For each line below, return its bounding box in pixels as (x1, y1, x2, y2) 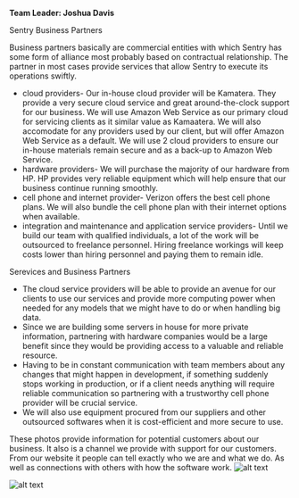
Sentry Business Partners (9, 25, 103, 35)
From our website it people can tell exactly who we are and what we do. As (9, 452, 285, 463)
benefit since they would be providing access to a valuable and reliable (21, 341, 284, 351)
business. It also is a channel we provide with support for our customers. (9, 444, 277, 453)
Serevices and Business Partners (9, 267, 131, 277)
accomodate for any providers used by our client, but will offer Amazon (21, 126, 285, 137)
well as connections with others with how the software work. (9, 462, 232, 472)
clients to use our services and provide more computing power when (21, 294, 276, 303)
